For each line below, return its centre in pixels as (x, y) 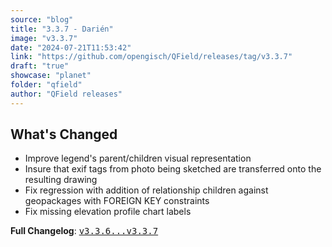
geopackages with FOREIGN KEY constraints (117, 201)
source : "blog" (42, 19)
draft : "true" (40, 66)
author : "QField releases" (66, 94)
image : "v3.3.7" (44, 38)
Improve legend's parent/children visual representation (138, 158)
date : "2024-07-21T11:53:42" (71, 47)
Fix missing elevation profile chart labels (108, 212)
